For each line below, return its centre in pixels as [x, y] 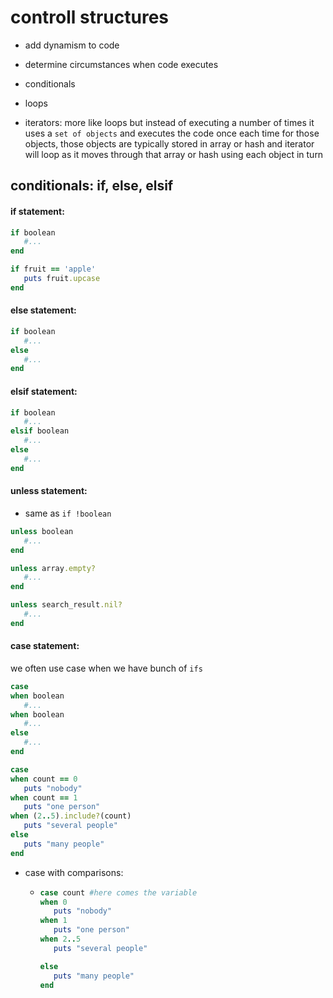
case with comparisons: [74, 872]
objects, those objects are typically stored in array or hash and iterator [169, 143]
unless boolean [42, 531]
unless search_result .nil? [66, 605]
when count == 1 [44, 797]
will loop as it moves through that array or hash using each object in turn [174, 154]
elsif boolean [40, 431]
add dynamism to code [72, 45]
